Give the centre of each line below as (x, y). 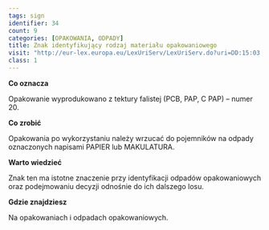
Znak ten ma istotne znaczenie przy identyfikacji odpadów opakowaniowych (135, 178)
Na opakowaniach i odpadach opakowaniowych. (88, 217)
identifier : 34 (34, 23)
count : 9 (23, 30)
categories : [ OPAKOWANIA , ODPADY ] (66, 38)
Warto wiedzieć (35, 162)
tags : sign (26, 16)
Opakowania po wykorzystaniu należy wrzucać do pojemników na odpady (131, 138)
